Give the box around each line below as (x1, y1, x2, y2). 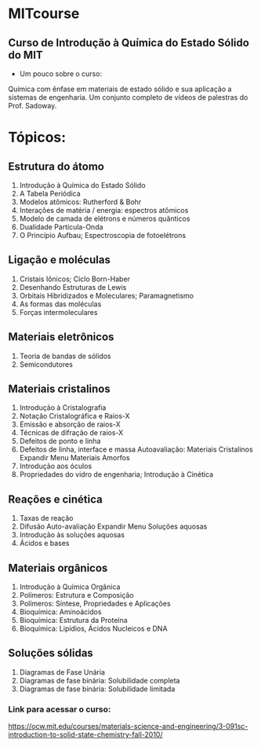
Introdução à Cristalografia (19, 403, 107, 412)
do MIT (8, 48, 43, 61)
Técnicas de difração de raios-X (19, 428, 124, 438)
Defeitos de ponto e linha (19, 437, 101, 446)
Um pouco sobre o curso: (19, 69, 103, 79)
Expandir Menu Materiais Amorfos (19, 453, 131, 463)
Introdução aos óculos (19, 461, 92, 471)
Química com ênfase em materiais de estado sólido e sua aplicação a (8, 84, 232, 93)
